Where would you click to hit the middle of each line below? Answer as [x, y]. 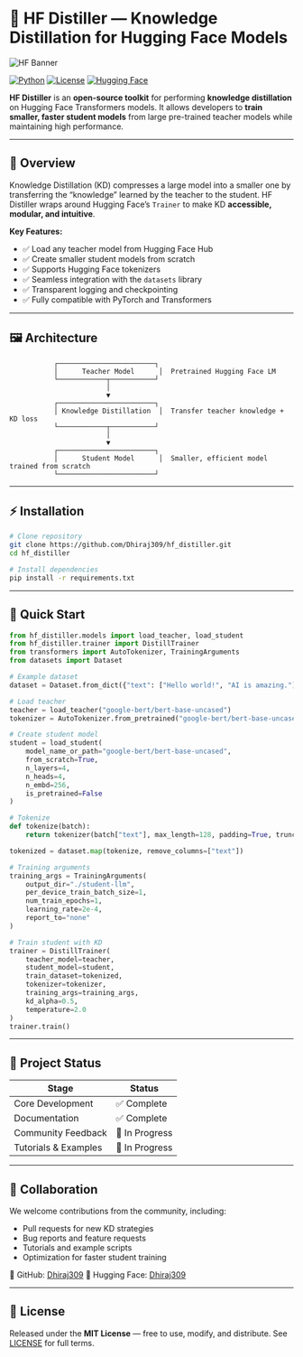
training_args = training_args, [83, 993]
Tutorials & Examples [58, 1148]
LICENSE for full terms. [52, 1343]
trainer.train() [40, 1027]
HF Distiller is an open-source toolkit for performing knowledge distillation [151, 98]
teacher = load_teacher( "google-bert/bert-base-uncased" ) [120, 710]
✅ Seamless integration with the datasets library [112, 279]
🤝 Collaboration [54, 1190]
